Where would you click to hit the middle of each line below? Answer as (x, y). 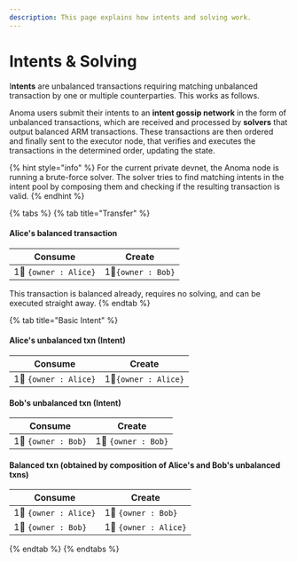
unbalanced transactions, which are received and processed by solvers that (148, 122)
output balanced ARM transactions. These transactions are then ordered (141, 131)
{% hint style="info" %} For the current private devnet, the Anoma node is (144, 167)
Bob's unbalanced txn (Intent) (65, 403)
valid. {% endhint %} (47, 195)
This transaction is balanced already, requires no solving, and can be (135, 293)
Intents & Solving (73, 61)
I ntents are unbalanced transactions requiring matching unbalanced (134, 86)
